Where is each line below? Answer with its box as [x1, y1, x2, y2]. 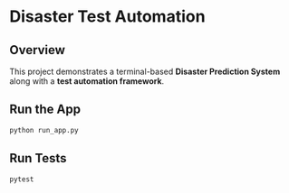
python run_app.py [9, 125, 79, 134]
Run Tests [9, 151, 67, 166]
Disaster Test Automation [9, 6, 206, 27]
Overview [9, 42, 66, 58]
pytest [9, 174, 34, 184]
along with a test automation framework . [9, 76, 165, 87]
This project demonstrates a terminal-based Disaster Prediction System [9, 66, 281, 77]
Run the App [9, 102, 82, 117]
